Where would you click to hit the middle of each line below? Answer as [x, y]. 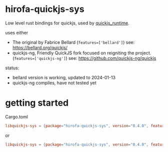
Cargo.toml [17, 117]
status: [12, 68]
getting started [37, 103]
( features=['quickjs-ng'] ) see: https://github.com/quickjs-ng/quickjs [84, 58]
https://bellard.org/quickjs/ [40, 47]
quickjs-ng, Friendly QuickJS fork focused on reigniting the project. [82, 53]
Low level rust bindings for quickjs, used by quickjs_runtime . [67, 23]
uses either [17, 32]
